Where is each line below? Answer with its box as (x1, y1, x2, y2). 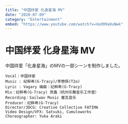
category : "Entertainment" (5, 17, 62, 22)
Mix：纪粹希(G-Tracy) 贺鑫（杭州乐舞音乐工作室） (5, 90, 99, 95)
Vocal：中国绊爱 (5, 74, 36, 79)
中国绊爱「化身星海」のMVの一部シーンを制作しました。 (5, 63, 123, 69)
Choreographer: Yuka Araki (5, 114, 62, 119)
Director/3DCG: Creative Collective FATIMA (5, 105, 99, 110)
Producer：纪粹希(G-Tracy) (5, 101, 59, 106)
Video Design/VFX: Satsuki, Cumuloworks (5, 109, 92, 114)
